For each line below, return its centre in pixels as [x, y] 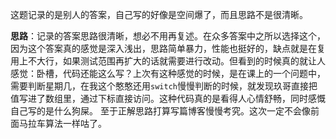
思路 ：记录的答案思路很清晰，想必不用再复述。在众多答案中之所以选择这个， [168, 36]
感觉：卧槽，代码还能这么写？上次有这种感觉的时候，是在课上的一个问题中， [168, 73]
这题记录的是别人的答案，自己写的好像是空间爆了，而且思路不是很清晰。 [159, 14]
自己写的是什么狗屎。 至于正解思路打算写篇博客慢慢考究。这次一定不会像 [160, 111]
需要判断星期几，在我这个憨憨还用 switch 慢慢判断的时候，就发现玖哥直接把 [164, 86]
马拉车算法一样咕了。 [62, 123]
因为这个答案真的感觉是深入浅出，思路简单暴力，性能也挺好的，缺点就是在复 [168, 48]
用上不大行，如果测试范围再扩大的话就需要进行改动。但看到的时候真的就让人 [168, 61]
